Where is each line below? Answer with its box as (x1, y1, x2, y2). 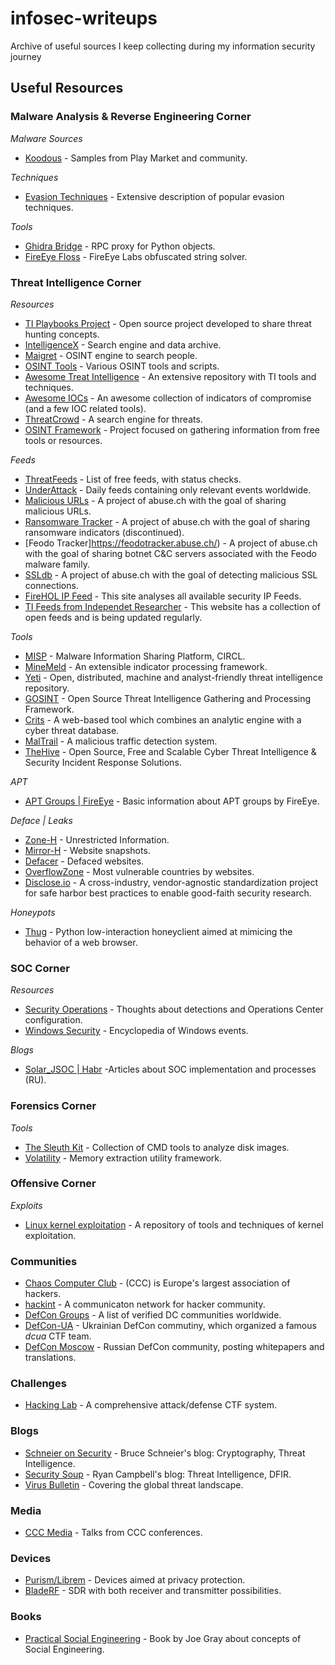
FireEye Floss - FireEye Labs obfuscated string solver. (24, 250, 248, 262)
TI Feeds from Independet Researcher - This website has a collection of (24, 600, 321, 612)
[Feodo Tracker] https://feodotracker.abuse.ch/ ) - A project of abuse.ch (24, 537, 318, 549)
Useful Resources (10, 80, 124, 97)
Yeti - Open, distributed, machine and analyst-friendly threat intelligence (24, 671, 323, 683)
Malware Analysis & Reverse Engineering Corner (10, 110, 252, 124)
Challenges (10, 1377, 67, 1391)
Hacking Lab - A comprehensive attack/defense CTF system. (24, 1399, 277, 1411)
